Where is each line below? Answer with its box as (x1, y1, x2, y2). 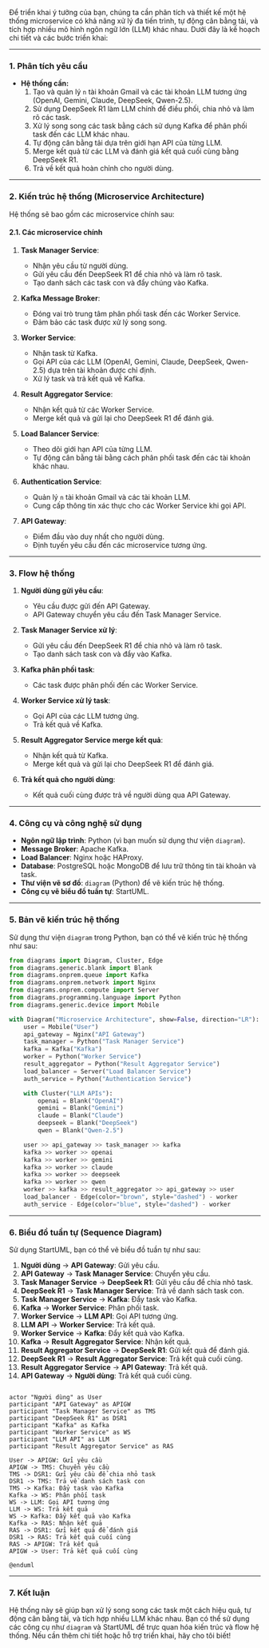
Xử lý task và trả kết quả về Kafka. (32, 373, 146, 383)
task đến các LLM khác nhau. (32, 130, 130, 139)
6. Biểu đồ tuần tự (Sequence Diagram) (9, 1227, 163, 1238)
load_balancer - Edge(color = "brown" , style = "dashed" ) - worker (23, 1193, 239, 1201)
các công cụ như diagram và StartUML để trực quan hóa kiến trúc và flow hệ (9, 1622, 259, 1632)
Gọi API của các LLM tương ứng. (32, 712, 139, 721)
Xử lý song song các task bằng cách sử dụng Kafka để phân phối (32, 121, 248, 131)
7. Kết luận (9, 1587, 50, 1598)
